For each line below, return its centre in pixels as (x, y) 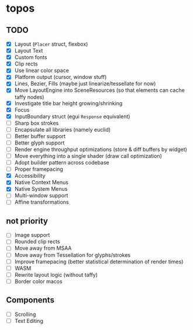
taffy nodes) (29, 97)
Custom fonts (31, 57)
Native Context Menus (42, 183)
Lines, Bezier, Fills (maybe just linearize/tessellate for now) (85, 84)
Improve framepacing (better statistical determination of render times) (99, 262)
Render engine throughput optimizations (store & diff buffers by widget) (101, 149)
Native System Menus (41, 189)
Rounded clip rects (37, 242)
